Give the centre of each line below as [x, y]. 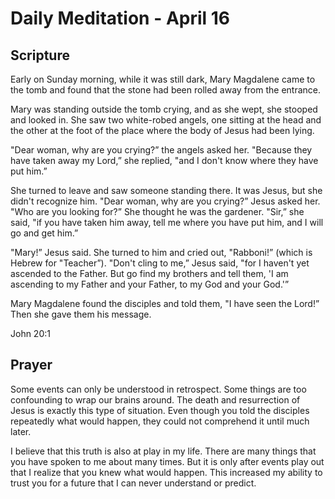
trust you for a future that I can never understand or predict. [133, 483]
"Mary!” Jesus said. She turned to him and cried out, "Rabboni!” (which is [161, 252]
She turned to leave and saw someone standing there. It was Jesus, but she [166, 190]
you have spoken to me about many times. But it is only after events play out [167, 461]
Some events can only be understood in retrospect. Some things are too [158, 389]
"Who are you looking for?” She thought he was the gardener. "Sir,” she [157, 211]
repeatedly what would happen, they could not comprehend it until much [160, 421]
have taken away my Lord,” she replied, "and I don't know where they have [164, 160]
